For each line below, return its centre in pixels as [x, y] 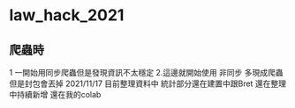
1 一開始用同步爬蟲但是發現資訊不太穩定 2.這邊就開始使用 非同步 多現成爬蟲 [147, 72]
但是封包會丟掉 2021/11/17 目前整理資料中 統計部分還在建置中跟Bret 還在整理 [148, 83]
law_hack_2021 [67, 15]
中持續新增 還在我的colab [55, 94]
